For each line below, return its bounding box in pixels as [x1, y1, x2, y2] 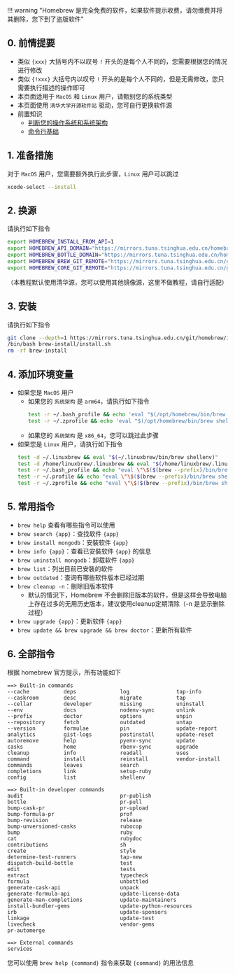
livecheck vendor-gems [7, 921, 155, 928]
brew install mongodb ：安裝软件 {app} [17, 538, 129, 546]
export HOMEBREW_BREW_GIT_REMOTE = [7, 257, 108, 264]
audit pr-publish [7, 792, 152, 799]
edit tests [7, 866, 136, 873]
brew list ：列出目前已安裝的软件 [17, 564, 114, 572]
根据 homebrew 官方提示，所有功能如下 [7, 668, 121, 677]
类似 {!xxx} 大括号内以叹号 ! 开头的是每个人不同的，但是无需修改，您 [17, 74, 218, 83]
